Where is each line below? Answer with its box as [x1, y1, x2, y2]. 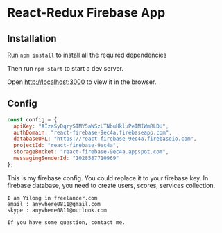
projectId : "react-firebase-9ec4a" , [13, 142, 119, 149]
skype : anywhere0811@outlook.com [7, 207, 108, 214]
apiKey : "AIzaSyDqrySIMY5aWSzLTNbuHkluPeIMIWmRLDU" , [13, 123, 169, 130]
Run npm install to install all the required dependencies [7, 51, 167, 59]
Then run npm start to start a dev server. [7, 64, 123, 72]
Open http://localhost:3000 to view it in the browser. [7, 78, 157, 86]
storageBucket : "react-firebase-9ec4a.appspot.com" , [13, 148, 169, 155]
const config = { [7, 116, 58, 123]
